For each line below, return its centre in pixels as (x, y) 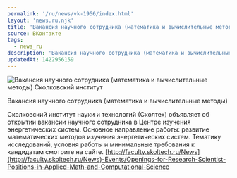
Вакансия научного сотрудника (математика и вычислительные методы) (117, 101)
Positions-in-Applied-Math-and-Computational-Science (89, 167)
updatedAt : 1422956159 (41, 60)
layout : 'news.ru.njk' (41, 20)
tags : (15, 40)
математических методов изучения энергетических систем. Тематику (114, 136)
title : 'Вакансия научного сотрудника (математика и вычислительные (110, 27)
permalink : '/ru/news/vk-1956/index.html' (71, 14)
